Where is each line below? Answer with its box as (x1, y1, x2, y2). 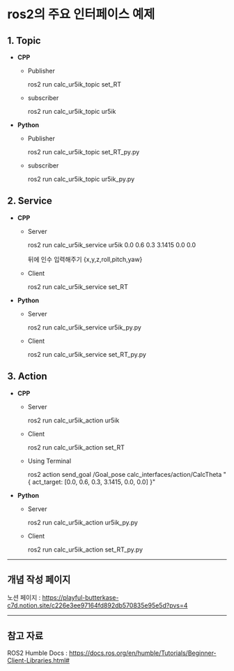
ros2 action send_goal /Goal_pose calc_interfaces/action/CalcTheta (27, 470, 222, 478)
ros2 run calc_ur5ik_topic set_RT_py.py (27, 148, 140, 156)
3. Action (7, 371, 47, 383)
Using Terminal (27, 457, 72, 465)
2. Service (7, 195, 52, 207)
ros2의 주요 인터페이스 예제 (7, 6, 155, 22)
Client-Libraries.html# (7, 656, 70, 665)
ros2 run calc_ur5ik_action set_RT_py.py (27, 545, 143, 554)
